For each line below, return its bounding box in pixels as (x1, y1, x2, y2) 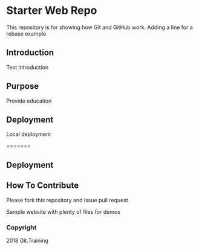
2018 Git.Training (6, 237, 48, 244)
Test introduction (6, 63, 49, 71)
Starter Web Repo (6, 4, 97, 18)
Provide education (6, 97, 52, 104)
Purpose (6, 81, 39, 91)
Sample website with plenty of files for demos (6, 208, 121, 215)
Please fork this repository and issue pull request (6, 196, 128, 204)
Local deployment (6, 130, 51, 138)
